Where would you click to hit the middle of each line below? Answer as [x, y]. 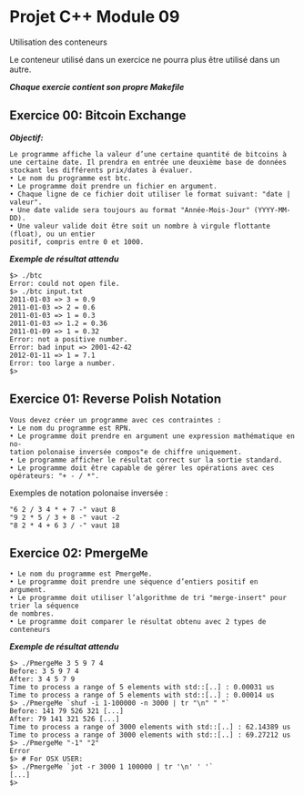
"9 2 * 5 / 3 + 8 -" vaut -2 [65, 517]
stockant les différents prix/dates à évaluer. [101, 170]
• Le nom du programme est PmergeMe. [81, 574]
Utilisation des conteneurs [58, 42]
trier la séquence [44, 606]
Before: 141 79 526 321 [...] [67, 711]
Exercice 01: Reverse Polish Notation [116, 399]
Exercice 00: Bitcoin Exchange [98, 116]
